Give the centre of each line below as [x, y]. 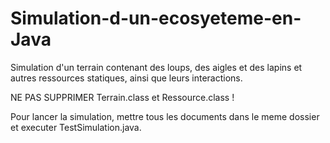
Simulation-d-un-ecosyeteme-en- [156, 18]
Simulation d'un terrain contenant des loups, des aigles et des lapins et [156, 67]
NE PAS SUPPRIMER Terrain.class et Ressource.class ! [122, 97]
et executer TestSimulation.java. [76, 127]
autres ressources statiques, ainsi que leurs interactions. [126, 78]
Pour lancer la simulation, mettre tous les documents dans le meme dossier [165, 116]
